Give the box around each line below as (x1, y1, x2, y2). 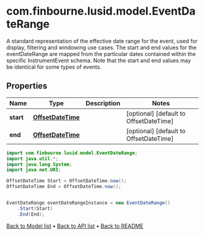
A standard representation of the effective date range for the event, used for (6, 37, 198, 44)
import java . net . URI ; (6, 167, 62, 173)
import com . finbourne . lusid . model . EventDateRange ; (6, 150, 138, 156)
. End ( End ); (17, 211, 45, 217)
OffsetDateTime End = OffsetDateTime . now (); (6, 184, 121, 190)
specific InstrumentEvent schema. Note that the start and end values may (6, 57, 191, 64)
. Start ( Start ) (17, 205, 53, 211)
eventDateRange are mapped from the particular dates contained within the (6, 50, 196, 57)
